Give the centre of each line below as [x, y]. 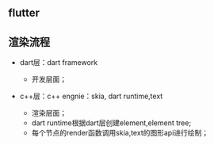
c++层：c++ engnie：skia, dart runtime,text [91, 96]
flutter [24, 13]
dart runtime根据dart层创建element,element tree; [111, 123]
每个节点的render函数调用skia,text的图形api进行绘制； [120, 133]
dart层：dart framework [58, 63]
